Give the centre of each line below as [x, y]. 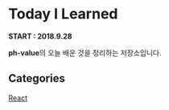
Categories [37, 78]
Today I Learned [63, 14]
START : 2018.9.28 [40, 36]
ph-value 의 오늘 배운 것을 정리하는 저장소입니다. [85, 52]
